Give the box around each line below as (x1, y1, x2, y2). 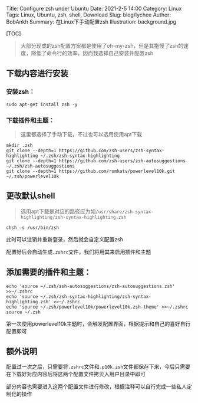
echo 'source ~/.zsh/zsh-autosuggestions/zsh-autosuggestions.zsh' (6, 283, 176, 289)
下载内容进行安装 (6, 68, 68, 78)
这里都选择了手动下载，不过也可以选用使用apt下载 (20, 130, 143, 137)
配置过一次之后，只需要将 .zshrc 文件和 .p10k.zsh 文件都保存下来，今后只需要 (6, 363, 190, 371)
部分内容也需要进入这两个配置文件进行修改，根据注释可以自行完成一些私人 (6, 383, 187, 390)
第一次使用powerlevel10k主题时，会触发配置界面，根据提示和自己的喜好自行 (6, 320, 191, 327)
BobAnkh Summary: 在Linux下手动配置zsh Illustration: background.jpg (6, 18, 177, 25)
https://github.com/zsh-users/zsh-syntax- (58, 148, 165, 153)
